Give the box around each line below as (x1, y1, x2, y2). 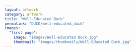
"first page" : (9, 30, 38, 35)
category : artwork (4, 12, 43, 17)
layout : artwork (4, 7, 38, 12)
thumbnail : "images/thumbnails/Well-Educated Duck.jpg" (13, 40, 132, 45)
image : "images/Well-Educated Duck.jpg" (13, 35, 98, 40)
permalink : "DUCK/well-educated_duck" (4, 21, 85, 26)
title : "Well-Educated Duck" (4, 16, 65, 21)
